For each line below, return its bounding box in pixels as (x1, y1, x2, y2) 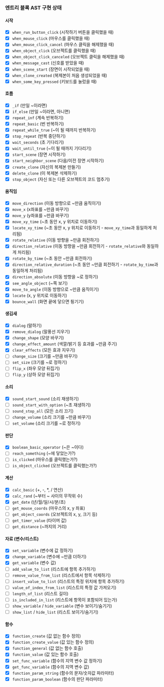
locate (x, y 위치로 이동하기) (12, 292, 68, 298)
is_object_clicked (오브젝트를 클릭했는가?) (12, 462, 97, 469)
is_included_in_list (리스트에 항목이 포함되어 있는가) (12, 597, 117, 603)
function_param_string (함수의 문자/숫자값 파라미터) (12, 670, 114, 676)
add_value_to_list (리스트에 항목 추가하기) (12, 566, 96, 572)
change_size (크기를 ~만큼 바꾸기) (12, 353, 78, 359)
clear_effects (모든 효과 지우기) (12, 347, 76, 353)
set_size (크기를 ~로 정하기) (12, 359, 68, 365)
